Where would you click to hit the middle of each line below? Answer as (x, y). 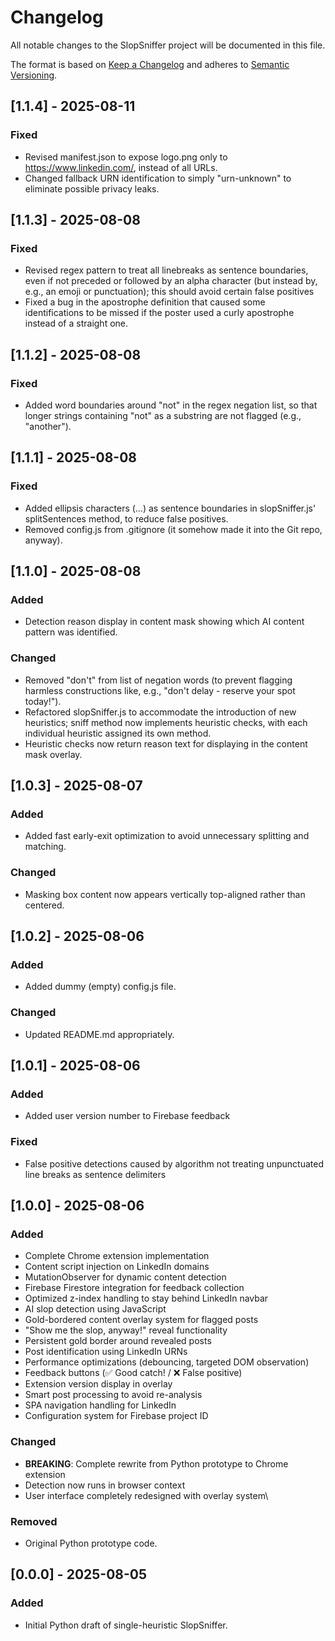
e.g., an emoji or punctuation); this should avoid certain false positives (169, 292)
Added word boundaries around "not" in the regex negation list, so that (171, 405)
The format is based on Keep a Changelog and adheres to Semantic (150, 64)
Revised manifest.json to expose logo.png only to (126, 157)
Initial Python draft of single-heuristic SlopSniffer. (126, 1625)
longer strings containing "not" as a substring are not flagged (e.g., (163, 415)
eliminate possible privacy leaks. (92, 188)
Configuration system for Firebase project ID (116, 1416)
